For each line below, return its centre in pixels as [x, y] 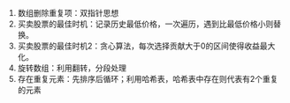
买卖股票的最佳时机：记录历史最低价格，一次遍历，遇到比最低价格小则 [145, 24]
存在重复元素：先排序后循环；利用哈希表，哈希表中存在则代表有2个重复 [148, 79]
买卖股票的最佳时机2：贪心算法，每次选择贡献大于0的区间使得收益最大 [146, 46]
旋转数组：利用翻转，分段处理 [72, 68]
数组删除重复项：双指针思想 [68, 13]
